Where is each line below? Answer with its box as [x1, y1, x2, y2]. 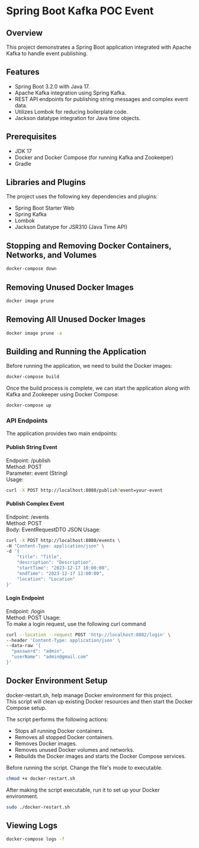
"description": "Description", [17, 560, 94, 566]
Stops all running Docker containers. [14, 727, 104, 734]
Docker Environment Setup [6, 676, 108, 686]
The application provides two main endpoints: [6, 430, 118, 437]
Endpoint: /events [6, 513, 49, 521]
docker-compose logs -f [6, 836, 65, 842]
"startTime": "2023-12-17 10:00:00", [17, 565, 110, 571]
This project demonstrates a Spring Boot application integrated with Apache [6, 43, 191, 51]
